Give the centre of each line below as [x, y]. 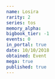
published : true [26, 67]
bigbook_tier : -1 [28, 34]
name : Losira [22, 12]
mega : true [20, 61]
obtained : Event [26, 56]
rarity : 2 [19, 17]
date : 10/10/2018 [28, 50]
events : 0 [19, 39]
